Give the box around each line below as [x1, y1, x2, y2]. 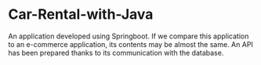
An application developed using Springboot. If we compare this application [8, 31, 249, 41]
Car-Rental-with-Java [8, 5, 154, 23]
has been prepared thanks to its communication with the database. [8, 48, 224, 57]
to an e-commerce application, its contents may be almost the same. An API [8, 39, 253, 49]
